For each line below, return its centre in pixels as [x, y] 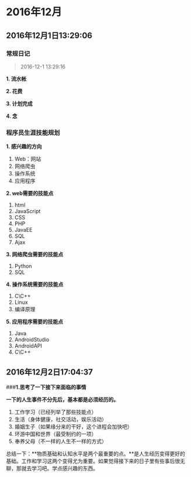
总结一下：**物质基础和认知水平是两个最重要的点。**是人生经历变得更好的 [96, 454]
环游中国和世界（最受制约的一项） [55, 434]
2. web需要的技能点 [30, 193]
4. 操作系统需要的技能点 [35, 284]
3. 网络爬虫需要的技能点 [35, 255]
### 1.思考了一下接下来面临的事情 [46, 387]
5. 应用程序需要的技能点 [34, 322]
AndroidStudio [32, 339]
